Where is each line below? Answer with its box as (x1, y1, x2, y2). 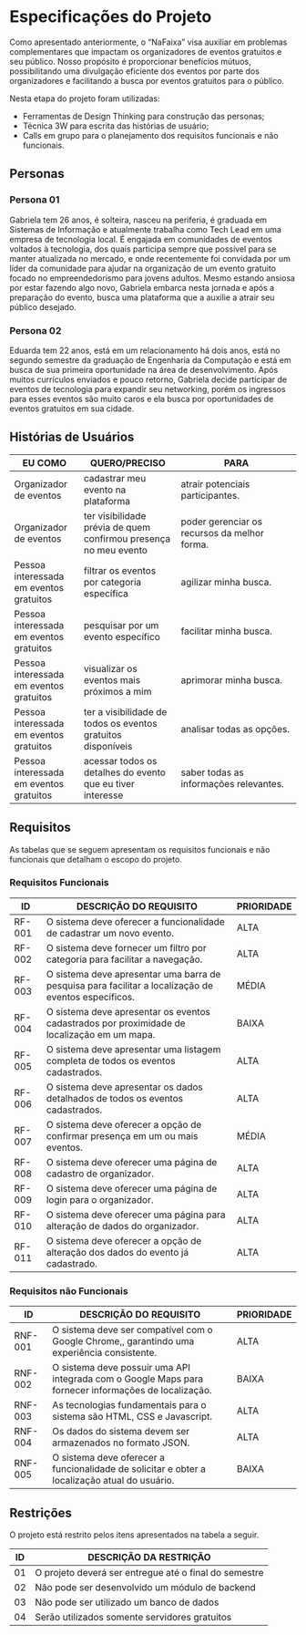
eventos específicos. (46, 990, 135, 1003)
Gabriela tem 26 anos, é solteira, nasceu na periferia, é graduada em (9, 214, 267, 225)
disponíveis (83, 740, 133, 752)
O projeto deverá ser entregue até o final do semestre (35, 1566, 264, 1578)
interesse (83, 789, 124, 802)
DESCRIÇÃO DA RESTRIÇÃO (87, 1550, 211, 1563)
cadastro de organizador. (46, 1167, 155, 1180)
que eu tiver (83, 777, 135, 790)
